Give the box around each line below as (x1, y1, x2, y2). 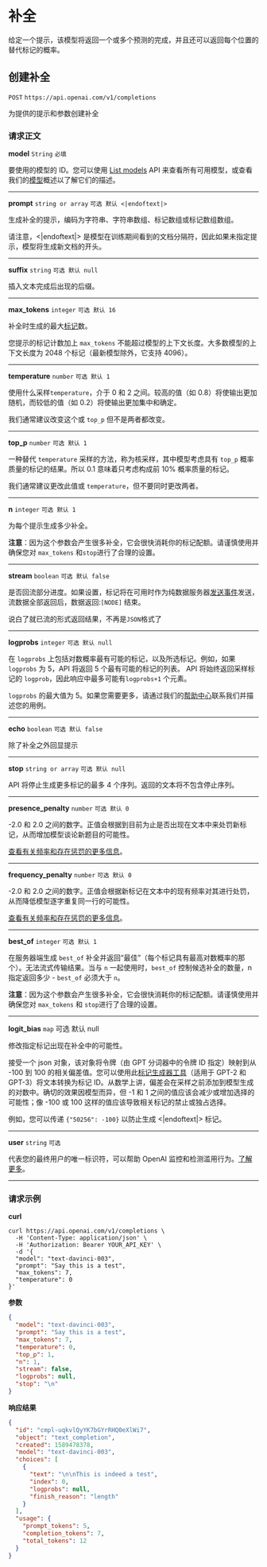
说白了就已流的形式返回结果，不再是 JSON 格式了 (8, 614, 162, 624)
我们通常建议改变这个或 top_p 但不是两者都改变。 (8, 415, 169, 424)
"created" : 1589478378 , (15, 1441, 94, 1449)
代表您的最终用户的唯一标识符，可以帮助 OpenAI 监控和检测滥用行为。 (8, 1154, 239, 1164)
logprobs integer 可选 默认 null (8, 637, 113, 648)
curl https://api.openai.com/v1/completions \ (8, 1227, 165, 1236)
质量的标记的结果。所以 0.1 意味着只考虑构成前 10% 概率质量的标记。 (8, 464, 234, 474)
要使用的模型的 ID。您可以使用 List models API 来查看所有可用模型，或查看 (8, 165, 253, 175)
